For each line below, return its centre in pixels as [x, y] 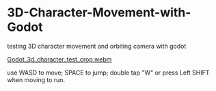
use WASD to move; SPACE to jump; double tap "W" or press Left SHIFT [108, 73]
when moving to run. [36, 79]
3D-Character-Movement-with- [99, 13]
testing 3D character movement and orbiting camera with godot [97, 46]
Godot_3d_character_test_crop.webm [59, 59]
